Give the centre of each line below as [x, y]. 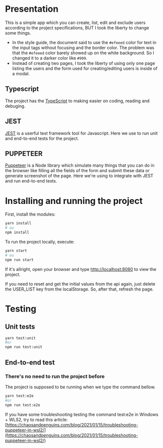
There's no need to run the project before [55, 376]
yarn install [18, 224]
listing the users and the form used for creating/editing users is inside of [85, 68]
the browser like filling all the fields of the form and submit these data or [77, 171]
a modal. [21, 73]
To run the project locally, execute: [40, 242]
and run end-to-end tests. [31, 181]
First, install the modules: [30, 214]
